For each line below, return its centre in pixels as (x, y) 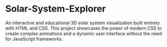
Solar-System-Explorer (56, 9)
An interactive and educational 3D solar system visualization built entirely (82, 23)
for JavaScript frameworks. (34, 39)
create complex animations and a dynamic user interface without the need (84, 33)
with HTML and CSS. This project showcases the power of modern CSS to (84, 28)
